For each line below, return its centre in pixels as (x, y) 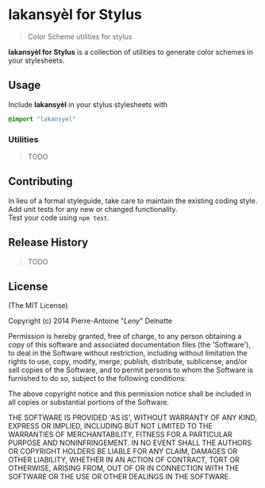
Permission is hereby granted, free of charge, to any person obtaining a (125, 336)
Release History (48, 242)
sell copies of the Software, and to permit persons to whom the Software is (131, 370)
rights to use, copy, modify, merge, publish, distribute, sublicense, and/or (128, 362)
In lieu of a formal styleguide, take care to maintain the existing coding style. (133, 201)
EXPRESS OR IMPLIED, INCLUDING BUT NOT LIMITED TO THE (110, 426)
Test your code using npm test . (59, 217)
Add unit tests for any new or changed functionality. (93, 209)
